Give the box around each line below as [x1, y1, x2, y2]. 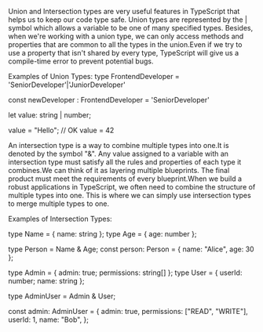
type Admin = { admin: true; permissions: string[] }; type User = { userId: [8, 268, 243, 277]
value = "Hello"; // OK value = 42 [8, 125, 115, 135]
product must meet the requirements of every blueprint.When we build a [8, 174, 242, 183]
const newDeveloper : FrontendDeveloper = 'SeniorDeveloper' [8, 96, 210, 104]
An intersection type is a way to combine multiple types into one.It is [8, 141, 229, 150]
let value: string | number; [8, 110, 92, 120]
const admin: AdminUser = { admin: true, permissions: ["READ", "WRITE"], [8, 307, 249, 316]
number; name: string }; [8, 276, 85, 285]
